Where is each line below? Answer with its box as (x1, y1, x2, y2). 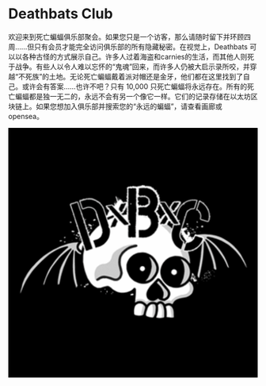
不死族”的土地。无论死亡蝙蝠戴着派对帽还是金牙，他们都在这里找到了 (18, 71, 244, 81)
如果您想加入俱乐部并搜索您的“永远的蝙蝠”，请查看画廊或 (35, 101, 223, 111)
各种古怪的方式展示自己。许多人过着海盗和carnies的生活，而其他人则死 (21, 52, 255, 61)
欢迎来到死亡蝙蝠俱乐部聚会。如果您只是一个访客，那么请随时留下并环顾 (8, 32, 244, 41)
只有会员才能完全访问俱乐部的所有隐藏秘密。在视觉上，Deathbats (34, 41, 248, 52)
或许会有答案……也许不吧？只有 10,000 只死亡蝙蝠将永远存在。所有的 (21, 81, 248, 91)
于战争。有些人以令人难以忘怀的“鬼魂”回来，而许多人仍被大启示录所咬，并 (8, 61, 251, 71)
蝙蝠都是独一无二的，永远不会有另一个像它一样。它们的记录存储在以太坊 (14, 91, 251, 101)
